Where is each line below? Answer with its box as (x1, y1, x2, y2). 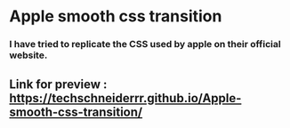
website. (9, 49, 48, 61)
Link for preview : (9, 76, 108, 92)
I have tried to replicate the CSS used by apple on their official (9, 38, 282, 51)
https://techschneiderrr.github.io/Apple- (9, 91, 242, 106)
